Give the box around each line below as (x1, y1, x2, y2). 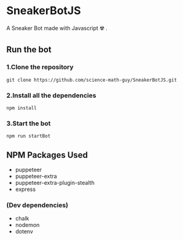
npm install (6, 105, 37, 111)
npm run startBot (6, 133, 51, 139)
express (15, 185, 36, 193)
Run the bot (6, 44, 52, 55)
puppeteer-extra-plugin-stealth (15, 179, 95, 187)
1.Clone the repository (6, 63, 74, 71)
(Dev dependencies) (6, 201, 69, 209)
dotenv (15, 228, 34, 235)
